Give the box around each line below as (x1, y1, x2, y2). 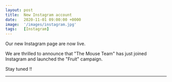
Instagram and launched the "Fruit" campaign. (5, 56, 103, 62)
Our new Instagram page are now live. (5, 40, 86, 47)
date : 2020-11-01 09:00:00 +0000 (5, 17, 81, 22)
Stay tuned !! (5, 66, 32, 72)
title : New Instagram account (5, 12, 72, 17)
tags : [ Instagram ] (5, 27, 50, 32)
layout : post (5, 7, 33, 13)
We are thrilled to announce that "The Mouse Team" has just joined (5, 51, 147, 57)
